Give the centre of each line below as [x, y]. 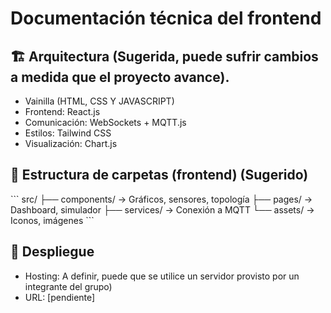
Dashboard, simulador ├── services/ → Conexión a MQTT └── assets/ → [162, 209]
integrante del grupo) [68, 286]
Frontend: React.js [62, 111]
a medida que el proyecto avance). [120, 77]
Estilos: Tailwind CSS [68, 133]
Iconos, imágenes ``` [52, 220]
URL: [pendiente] [60, 297]
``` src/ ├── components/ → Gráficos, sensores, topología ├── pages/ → [161, 199]
